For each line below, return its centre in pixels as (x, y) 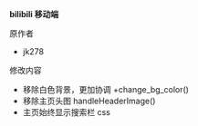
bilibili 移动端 (34, 14)
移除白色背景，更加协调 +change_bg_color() (106, 89)
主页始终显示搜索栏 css (67, 112)
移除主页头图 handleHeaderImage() (89, 101)
